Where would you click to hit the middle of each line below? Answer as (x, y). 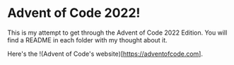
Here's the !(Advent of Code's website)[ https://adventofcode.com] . (105, 54)
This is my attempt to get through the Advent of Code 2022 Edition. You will (117, 32)
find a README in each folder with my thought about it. (87, 40)
